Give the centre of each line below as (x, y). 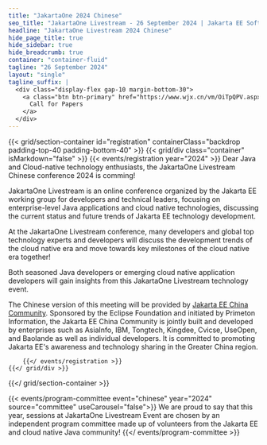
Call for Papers (56, 104)
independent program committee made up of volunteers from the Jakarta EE (133, 424)
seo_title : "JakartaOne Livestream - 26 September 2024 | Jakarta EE (126, 23)
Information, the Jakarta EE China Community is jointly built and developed (131, 321)
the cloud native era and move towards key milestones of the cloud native (129, 248)
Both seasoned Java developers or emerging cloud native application (122, 272)
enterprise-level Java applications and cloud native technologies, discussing (133, 207)
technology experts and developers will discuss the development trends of (130, 240)
